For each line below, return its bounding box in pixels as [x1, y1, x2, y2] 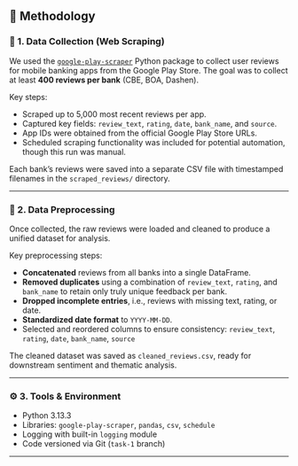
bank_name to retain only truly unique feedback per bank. [21, 285, 228, 297]
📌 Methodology [9, 9, 96, 24]
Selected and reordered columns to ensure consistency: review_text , [21, 323, 276, 334]
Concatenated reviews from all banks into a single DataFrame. [21, 267, 251, 277]
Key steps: [9, 91, 48, 102]
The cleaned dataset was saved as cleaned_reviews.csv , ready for [9, 350, 252, 361]
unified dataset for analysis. [9, 232, 111, 244]
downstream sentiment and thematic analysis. [9, 360, 177, 370]
